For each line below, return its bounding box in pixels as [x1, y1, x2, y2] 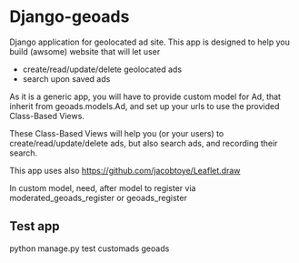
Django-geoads [9, 6, 130, 27]
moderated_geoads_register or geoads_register [9, 192, 188, 203]
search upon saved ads [22, 73, 111, 84]
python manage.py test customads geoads [9, 243, 170, 254]
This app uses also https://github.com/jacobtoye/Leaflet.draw [9, 165, 241, 176]
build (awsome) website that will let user [9, 46, 161, 56]
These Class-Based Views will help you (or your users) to [9, 127, 224, 138]
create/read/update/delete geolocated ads [22, 64, 183, 75]
